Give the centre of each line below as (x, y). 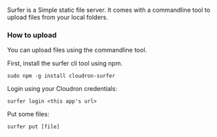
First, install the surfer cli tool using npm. (65, 63)
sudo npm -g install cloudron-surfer (61, 76)
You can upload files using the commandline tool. (77, 50)
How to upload (32, 35)
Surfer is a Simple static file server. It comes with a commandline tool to (109, 10)
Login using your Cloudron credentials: (62, 89)
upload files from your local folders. (58, 17)
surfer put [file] (33, 127)
